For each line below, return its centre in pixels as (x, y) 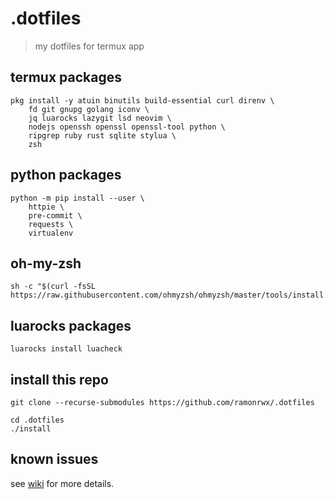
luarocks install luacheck (66, 349)
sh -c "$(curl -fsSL (53, 287)
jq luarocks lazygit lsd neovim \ (100, 118)
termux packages (66, 77)
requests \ (51, 224)
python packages (66, 175)
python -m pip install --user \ (77, 198)
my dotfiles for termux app (89, 46)
